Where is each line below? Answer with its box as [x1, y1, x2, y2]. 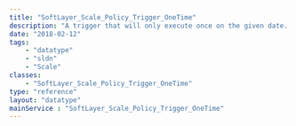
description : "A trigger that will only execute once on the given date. [9, 21, 289, 30]
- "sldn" [25, 54, 58, 63]
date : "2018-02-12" [9, 29, 82, 38]
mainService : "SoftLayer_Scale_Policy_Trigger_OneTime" [9, 104, 225, 113]
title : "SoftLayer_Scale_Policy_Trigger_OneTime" [9, 12, 197, 22]
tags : [9, 37, 29, 47]
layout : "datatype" [9, 95, 82, 105]
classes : [9, 71, 42, 80]
